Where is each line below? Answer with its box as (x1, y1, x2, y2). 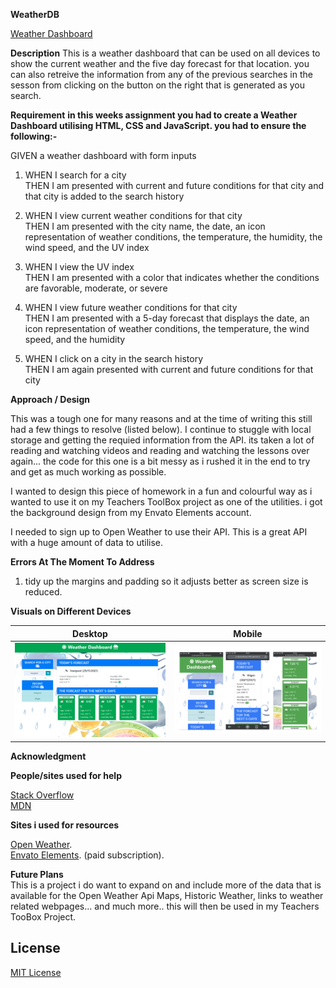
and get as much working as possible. (10, 466, 167, 478)
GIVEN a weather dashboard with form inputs (10, 150, 197, 161)
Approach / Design (10, 394, 90, 405)
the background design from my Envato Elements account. (10, 507, 252, 518)
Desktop (72, 627, 108, 639)
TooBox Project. (10, 910, 77, 923)
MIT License (10, 966, 62, 978)
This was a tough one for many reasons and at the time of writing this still (10, 413, 313, 424)
